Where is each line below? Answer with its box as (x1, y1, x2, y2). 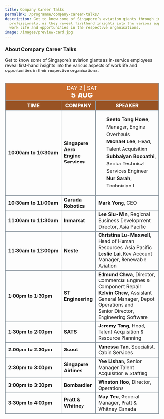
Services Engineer (106, 167, 149, 174)
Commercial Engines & (98, 277, 150, 284)
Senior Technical (106, 160, 145, 167)
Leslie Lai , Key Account (98, 250, 152, 257)
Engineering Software (98, 314, 148, 321)
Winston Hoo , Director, (98, 379, 152, 386)
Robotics (64, 203, 85, 209)
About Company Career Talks (5, 46, 77, 53)
